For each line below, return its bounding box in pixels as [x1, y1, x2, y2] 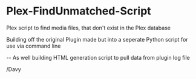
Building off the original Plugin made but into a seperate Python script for [6, 36, 189, 43]
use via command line [6, 42, 61, 49]
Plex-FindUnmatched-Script [6, 4, 151, 18]
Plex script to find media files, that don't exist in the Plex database [6, 24, 171, 31]
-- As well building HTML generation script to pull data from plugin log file [6, 54, 191, 61]
